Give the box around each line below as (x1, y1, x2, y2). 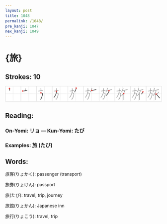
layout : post (5, 8, 32, 13)
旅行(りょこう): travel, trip (5, 214, 58, 220)
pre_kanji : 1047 (5, 24, 39, 29)
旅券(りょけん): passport (5, 182, 56, 188)
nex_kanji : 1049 (5, 29, 39, 34)
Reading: (5, 111, 34, 120)
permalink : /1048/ (5, 18, 43, 23)
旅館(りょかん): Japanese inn (5, 203, 65, 209)
